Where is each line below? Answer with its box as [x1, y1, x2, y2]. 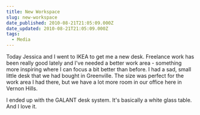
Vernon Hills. [6, 85, 38, 92]
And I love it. [6, 103, 37, 110]
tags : [6, 31, 20, 37]
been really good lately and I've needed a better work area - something [6, 59, 182, 66]
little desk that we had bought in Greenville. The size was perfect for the [6, 72, 184, 79]
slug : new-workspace [6, 14, 58, 20]
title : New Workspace [6, 8, 60, 15]
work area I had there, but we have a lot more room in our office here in [6, 78, 182, 86]
